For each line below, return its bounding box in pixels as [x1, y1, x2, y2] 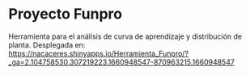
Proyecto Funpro [8, 5, 123, 23]
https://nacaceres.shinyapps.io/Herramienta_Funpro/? [8, 48, 189, 58]
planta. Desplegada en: [8, 40, 86, 49]
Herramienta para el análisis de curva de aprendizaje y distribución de [8, 31, 243, 41]
